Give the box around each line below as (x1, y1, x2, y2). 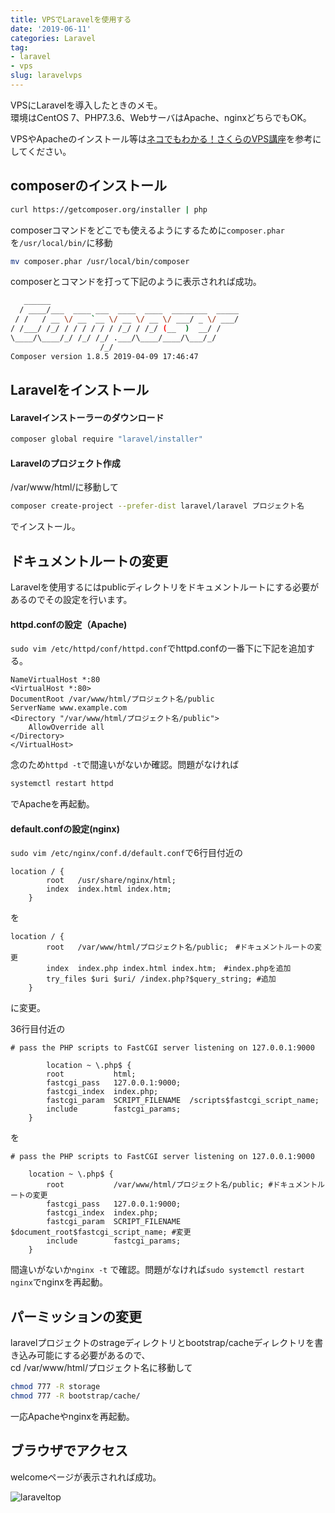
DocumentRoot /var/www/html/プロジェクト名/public (10, 694, 215, 705)
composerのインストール (10, 177, 167, 195)
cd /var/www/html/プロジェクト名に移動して (10, 1362, 193, 1374)
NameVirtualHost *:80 (10, 675, 101, 685)
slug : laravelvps (10, 71, 83, 81)
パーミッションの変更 (10, 1308, 142, 1325)
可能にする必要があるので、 (36, 1349, 151, 1361)
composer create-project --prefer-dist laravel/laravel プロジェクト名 (10, 501, 305, 511)
